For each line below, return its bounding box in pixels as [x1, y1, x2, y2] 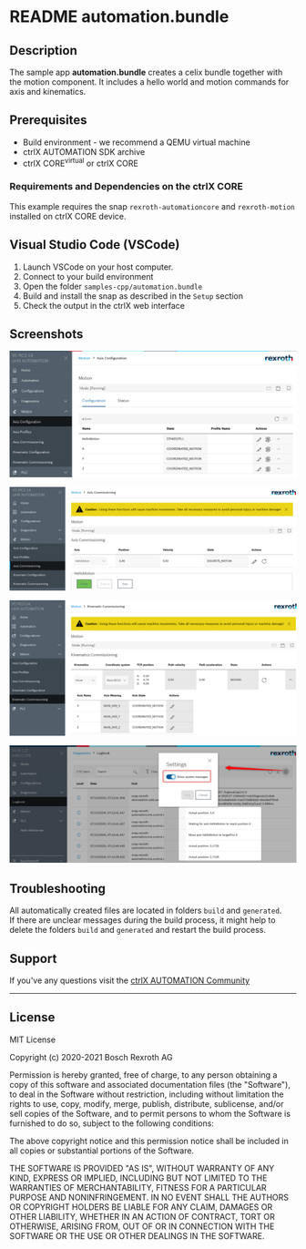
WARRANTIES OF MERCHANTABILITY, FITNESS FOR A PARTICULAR [9, 1182, 267, 1193]
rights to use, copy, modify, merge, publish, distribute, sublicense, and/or [9, 1098, 284, 1109]
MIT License [9, 1034, 56, 1045]
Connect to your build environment [22, 271, 154, 282]
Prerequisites [9, 112, 87, 128]
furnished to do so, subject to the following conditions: [9, 1118, 214, 1129]
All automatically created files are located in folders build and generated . [9, 905, 282, 916]
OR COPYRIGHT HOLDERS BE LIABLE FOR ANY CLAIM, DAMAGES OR [9, 1201, 273, 1213]
